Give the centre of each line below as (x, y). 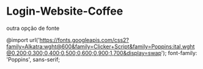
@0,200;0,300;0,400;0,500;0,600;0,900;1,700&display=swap (84, 53)
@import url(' (23, 40)
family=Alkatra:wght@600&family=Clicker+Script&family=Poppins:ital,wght (101, 46)
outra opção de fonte (33, 28)
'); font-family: (179, 53)
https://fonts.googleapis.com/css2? (84, 40)
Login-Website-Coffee (65, 11)
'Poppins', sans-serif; (33, 59)
